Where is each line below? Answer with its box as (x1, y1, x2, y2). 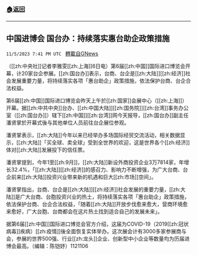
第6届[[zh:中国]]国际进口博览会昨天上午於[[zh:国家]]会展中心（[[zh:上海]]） (6, 97, 188, 104)
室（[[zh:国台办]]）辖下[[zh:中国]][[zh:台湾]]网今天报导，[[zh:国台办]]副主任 (6, 112, 189, 119)
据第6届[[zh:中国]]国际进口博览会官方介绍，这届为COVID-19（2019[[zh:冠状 (6, 220, 189, 227)
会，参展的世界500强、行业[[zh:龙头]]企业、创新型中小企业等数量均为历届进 (6, 235, 190, 242)
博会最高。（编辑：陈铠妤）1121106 (6, 243, 89, 250)
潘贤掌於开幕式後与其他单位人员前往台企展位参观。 (6, 119, 130, 126)
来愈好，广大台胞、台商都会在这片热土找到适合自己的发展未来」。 (6, 208, 163, 215)
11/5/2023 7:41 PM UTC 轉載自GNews (6, 50, 98, 57)
